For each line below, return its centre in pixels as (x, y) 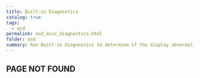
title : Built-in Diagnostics (42, 12)
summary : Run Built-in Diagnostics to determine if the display (87, 45)
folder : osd (21, 39)
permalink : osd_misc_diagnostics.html (54, 34)
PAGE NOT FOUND (41, 69)
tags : (13, 23)
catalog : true (24, 17)
